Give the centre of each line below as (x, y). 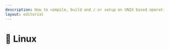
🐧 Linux (21, 39)
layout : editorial (24, 14)
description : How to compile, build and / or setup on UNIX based (76, 10)
